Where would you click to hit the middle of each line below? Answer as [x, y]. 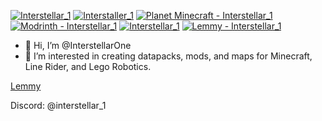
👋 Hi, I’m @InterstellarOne [78, 45]
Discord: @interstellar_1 [58, 105]
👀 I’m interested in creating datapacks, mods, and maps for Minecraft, [168, 56]
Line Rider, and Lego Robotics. [88, 66]
